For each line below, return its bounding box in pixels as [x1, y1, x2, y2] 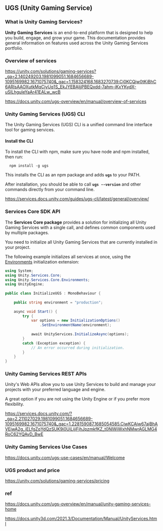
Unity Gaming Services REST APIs [5, 370, 87, 377]
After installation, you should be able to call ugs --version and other [5, 181, 141, 187]
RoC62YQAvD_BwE [5, 431, 44, 437]
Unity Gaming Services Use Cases [5, 443, 87, 450]
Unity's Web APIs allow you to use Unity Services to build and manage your [5, 381, 156, 387]
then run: [5, 154, 23, 160]
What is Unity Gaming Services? [5, 19, 83, 25]
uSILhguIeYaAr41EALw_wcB [5, 89, 61, 95]
